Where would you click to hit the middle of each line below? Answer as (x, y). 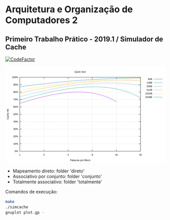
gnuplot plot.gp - (25, 212)
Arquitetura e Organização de (69, 9)
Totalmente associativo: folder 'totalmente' (58, 182)
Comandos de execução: (32, 192)
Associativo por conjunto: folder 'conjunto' (57, 177)
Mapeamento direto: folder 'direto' (49, 171)
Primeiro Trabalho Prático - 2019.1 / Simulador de (84, 39)
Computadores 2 (41, 20)
